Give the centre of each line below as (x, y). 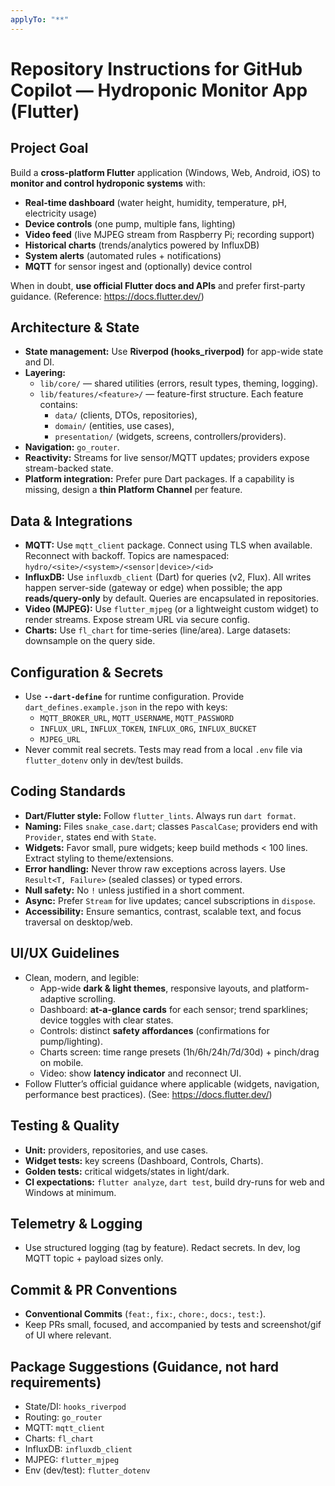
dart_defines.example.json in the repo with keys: (126, 707)
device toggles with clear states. (106, 1020)
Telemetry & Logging (76, 1223)
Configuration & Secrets (87, 672)
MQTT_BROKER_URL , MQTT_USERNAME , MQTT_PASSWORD (137, 718)
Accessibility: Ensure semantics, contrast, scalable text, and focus (163, 911)
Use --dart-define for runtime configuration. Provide (134, 697)
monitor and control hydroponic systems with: (108, 183)
